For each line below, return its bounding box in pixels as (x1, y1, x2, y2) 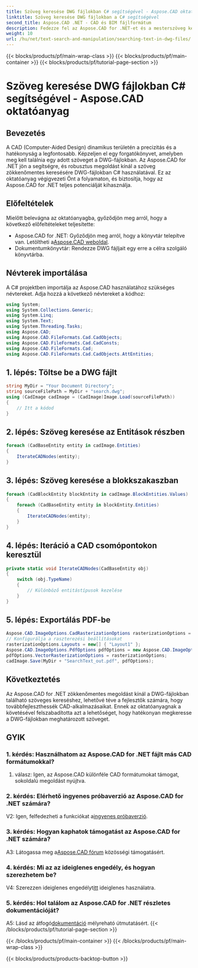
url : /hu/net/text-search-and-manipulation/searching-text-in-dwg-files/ (6, 36, 192, 42)
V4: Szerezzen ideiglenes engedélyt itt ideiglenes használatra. (6, 884, 156, 891)
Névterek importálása (6, 268, 88, 278)
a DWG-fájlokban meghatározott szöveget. (6, 715, 110, 722)
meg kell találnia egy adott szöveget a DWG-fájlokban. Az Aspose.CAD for (6, 156, 186, 163)
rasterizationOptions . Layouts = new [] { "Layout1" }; (6, 641, 141, 648)
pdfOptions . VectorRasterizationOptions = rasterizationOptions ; (6, 652, 167, 659)
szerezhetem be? (6, 870, 57, 879)
